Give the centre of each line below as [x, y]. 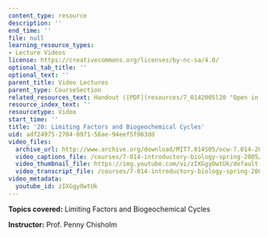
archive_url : [37, 149]
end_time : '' [30, 30]
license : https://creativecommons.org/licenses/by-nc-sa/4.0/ [114, 61]
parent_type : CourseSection [55, 90]
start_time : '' [33, 120]
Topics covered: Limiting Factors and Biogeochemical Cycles [109, 209]
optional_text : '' [39, 75]
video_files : [30, 142]
